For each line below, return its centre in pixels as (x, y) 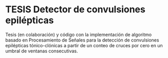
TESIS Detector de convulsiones (75, 9)
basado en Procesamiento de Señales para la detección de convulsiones (82, 40)
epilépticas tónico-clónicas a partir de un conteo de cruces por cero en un (84, 45)
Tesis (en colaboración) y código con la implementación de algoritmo (79, 34)
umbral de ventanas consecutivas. (42, 51)
